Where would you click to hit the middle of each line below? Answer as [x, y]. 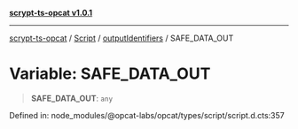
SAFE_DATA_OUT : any [72, 98]
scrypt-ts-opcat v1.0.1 [51, 13]
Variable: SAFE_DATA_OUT [110, 74]
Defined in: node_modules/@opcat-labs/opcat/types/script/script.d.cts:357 [147, 115]
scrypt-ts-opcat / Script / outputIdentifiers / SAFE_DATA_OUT [122, 38]
